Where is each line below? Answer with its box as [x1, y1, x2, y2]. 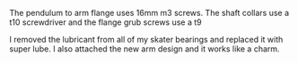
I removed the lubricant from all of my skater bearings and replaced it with [9, 35, 284, 44]
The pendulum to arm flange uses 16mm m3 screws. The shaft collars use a [9, 8, 290, 18]
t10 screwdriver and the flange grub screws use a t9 [9, 17, 202, 28]
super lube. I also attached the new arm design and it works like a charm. [9, 43, 280, 54]
